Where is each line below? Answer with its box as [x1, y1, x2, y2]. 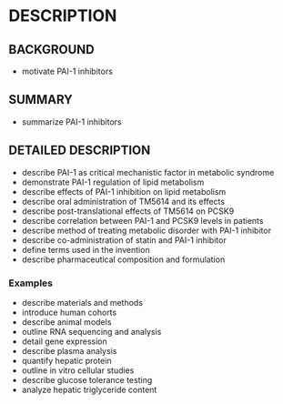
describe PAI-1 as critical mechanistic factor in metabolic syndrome [21, 167, 275, 177]
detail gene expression [21, 336, 107, 347]
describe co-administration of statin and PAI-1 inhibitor [21, 234, 227, 246]
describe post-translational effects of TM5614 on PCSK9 [21, 206, 235, 217]
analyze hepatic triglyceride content [21, 384, 157, 395]
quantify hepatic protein [21, 355, 112, 366]
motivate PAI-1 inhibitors [21, 66, 113, 76]
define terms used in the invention [21, 244, 151, 255]
